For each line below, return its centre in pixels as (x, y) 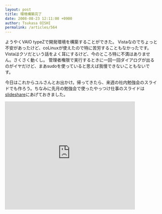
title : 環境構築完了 (23, 14)
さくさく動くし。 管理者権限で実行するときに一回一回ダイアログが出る (84, 60)
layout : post (18, 9)
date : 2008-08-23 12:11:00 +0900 (39, 18)
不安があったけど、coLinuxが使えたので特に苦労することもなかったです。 (78, 48)
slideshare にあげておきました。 (37, 94)
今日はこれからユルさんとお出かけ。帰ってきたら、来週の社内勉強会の (75, 82)
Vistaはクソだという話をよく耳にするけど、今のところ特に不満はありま (75, 54)
